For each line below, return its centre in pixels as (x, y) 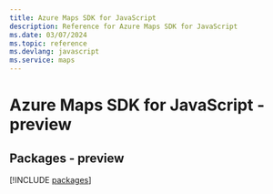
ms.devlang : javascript (55, 52)
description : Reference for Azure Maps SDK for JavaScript (124, 26)
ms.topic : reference (49, 43)
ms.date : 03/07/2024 (49, 35)
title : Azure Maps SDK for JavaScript (83, 18)
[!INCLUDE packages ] (51, 180)
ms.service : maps (42, 60)
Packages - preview (67, 158)
